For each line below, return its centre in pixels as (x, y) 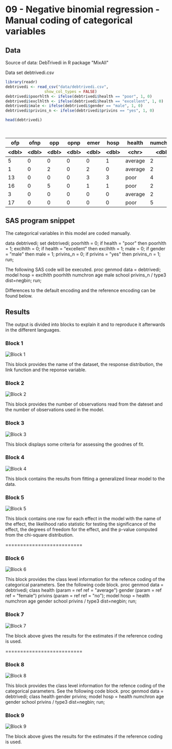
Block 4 (15, 458)
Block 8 (15, 664)
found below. (19, 296)
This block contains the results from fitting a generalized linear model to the (85, 479)
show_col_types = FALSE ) (71, 92)
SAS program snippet (40, 221)
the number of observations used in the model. (55, 410)
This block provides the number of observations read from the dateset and (84, 404)
